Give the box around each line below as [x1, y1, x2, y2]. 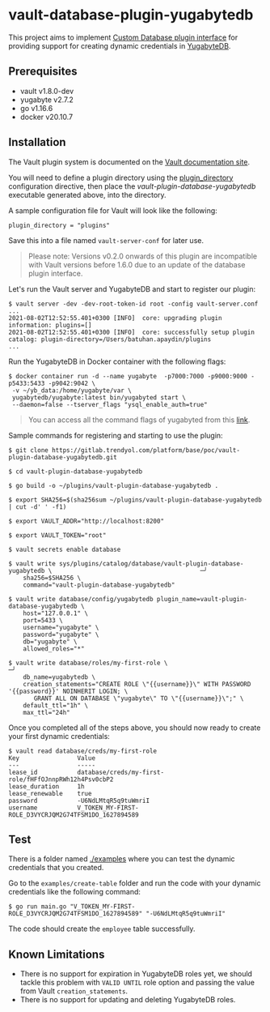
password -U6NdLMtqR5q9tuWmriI [8, 796, 150, 805]
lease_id [8, 768, 38, 776]
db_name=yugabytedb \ [23, 673, 95, 681]
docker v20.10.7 [19, 112, 74, 122]
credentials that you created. [8, 863, 104, 873]
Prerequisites [8, 65, 78, 79]
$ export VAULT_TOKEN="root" [8, 531, 107, 540]
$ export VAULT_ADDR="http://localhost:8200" [8, 517, 164, 525]
